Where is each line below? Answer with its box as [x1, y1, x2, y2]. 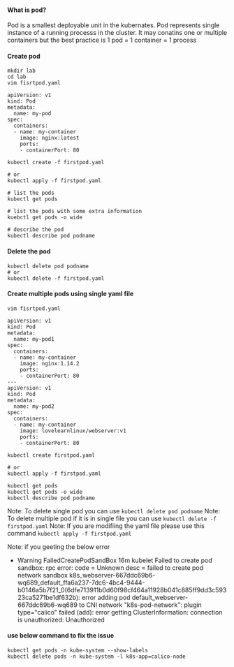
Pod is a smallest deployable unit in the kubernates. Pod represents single [7, 21, 220, 29]
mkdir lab [7, 67, 36, 75]
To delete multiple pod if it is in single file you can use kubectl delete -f [7, 514, 217, 522]
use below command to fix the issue [7, 631, 115, 640]
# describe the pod [7, 226, 64, 233]
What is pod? [7, 6, 47, 14]
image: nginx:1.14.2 [20, 360, 80, 367]
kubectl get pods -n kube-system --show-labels [7, 647, 149, 654]
